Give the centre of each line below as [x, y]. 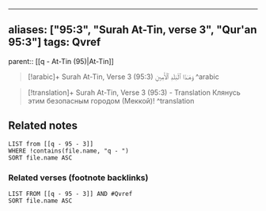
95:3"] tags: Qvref [55, 42]
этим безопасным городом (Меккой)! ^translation [111, 100]
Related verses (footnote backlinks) [78, 177]
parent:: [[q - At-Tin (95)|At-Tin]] [61, 61]
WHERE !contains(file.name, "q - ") [68, 151]
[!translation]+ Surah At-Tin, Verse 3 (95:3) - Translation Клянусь [134, 92]
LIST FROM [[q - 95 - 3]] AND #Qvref [70, 194]
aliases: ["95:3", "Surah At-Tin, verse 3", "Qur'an [133, 30]
